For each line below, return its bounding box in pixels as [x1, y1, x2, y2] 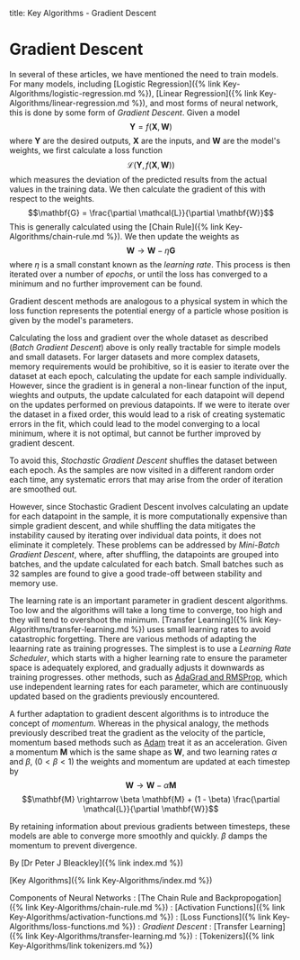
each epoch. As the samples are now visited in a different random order [9, 464, 275, 475]
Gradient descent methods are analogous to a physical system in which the [9, 295, 288, 306]
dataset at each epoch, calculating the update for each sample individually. [9, 370, 287, 381]
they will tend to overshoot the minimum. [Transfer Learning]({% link [9, 614, 263, 625]
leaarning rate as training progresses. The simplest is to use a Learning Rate [9, 643, 292, 654]
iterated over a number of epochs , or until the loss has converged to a [9, 268, 268, 279]
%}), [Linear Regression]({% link [137, 87, 258, 98]
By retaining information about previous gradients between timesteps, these [9, 820, 290, 831]
